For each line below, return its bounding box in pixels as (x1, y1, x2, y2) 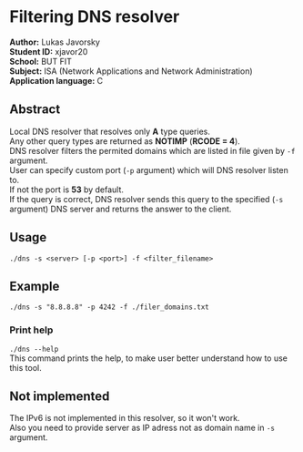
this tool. (9, 362, 43, 373)
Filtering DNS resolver (9, 6, 180, 27)
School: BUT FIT (9, 56, 73, 67)
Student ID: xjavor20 (9, 46, 88, 56)
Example (9, 278, 60, 293)
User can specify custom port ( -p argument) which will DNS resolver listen (9, 164, 288, 175)
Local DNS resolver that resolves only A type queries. (9, 126, 211, 137)
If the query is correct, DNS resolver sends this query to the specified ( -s (9, 193, 284, 204)
